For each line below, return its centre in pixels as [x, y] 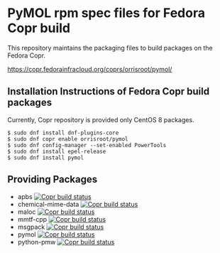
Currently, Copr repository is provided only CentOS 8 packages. [101, 119]
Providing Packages [53, 179]
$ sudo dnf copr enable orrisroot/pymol [68, 139]
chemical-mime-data [48, 204]
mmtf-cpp [32, 219]
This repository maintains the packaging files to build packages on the [110, 48]
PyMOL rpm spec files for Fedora [106, 13]
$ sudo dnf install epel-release [57, 151]
